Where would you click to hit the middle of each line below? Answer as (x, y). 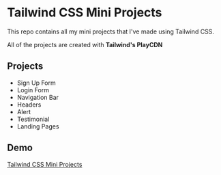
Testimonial (33, 119)
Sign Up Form (36, 83)
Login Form (33, 90)
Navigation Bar (38, 97)
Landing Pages (38, 126)
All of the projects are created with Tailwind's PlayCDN (85, 44)
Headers (29, 105)
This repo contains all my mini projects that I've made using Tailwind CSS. (111, 31)
